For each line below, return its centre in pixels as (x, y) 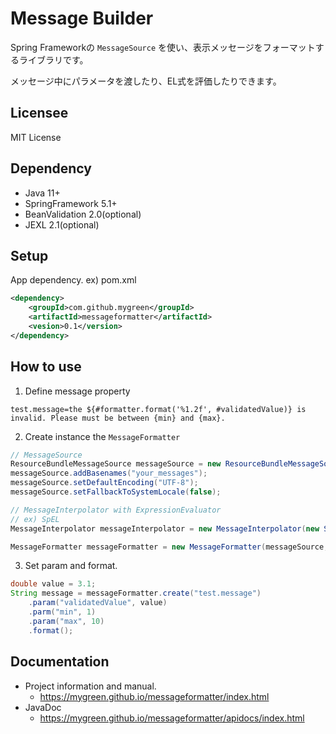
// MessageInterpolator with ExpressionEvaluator (116, 510)
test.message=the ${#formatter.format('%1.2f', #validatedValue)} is (158, 409)
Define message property (77, 391)
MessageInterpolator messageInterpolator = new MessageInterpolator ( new (165, 528)
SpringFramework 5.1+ (71, 203)
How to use (46, 367)
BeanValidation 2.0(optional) (83, 214)
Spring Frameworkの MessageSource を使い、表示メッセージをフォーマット (163, 47)
